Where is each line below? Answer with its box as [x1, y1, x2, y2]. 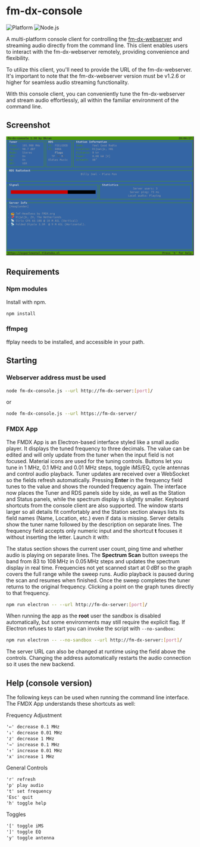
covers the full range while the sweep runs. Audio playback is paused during [6, 570, 194, 578]
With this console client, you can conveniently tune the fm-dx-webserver [6, 90, 186, 97]
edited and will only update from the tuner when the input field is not [6, 451, 174, 458]
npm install [6, 311, 36, 317]
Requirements [6, 267, 60, 277]
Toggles [6, 811, 26, 818]
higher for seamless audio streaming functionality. [6, 79, 129, 86]
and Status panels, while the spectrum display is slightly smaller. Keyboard [6, 495, 189, 502]
